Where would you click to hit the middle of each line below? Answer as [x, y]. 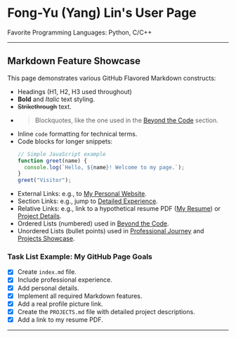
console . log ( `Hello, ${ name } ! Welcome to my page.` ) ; [104, 167]
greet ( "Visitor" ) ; [44, 181]
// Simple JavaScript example [62, 154]
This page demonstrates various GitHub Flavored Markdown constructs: [112, 78]
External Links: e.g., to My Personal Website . [82, 194]
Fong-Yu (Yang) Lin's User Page [102, 13]
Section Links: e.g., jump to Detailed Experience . [87, 201]
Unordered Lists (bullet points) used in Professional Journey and [111, 231]
